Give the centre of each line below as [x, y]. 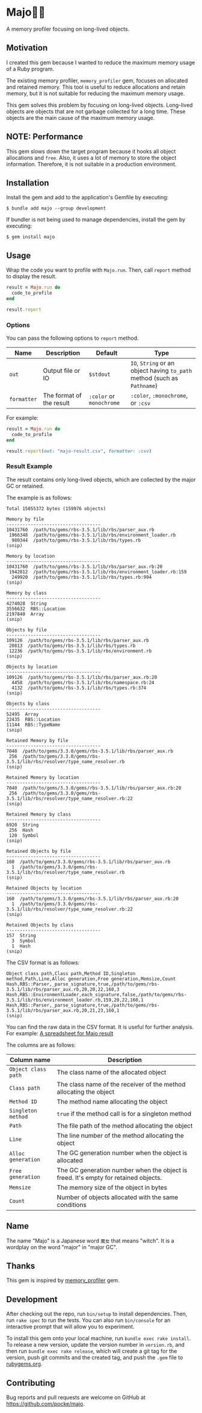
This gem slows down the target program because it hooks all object [91, 151]
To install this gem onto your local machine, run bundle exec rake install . [99, 1338]
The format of [63, 395]
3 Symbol [24, 941]
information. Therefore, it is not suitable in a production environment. [91, 164]
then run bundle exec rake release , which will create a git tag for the [92, 1351]
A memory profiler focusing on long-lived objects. [68, 29]
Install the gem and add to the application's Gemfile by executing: [87, 198]
